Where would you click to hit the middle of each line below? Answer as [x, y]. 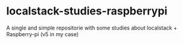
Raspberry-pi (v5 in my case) [43, 34]
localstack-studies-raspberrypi [87, 11]
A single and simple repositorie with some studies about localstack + [92, 28]
